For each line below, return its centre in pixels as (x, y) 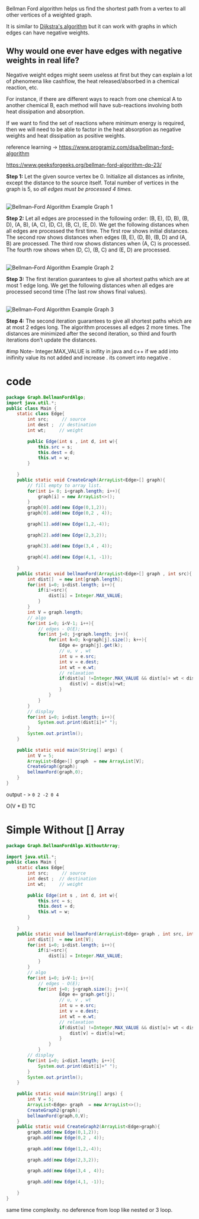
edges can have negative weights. (48, 33)
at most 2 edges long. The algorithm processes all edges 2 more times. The (98, 327)
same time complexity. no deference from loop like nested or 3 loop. (89, 1210)
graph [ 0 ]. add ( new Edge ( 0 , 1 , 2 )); (68, 508)
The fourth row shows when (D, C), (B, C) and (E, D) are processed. (88, 250)
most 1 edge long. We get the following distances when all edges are (90, 285)
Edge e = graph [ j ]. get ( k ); (91, 646)
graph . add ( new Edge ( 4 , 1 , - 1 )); (66, 1182)
